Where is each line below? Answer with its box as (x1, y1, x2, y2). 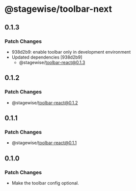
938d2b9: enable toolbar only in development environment (11, 49, 131, 55)
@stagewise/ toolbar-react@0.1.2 (11, 99, 78, 105)
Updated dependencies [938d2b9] (11, 54, 82, 60)
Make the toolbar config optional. (11, 180, 79, 186)
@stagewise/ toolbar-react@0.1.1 (11, 140, 77, 146)
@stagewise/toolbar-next (4, 3, 112, 15)
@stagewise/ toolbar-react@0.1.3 (19, 59, 85, 65)
